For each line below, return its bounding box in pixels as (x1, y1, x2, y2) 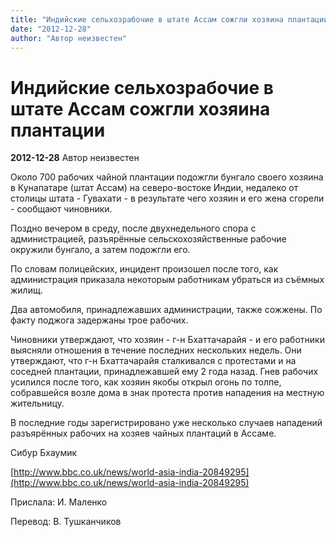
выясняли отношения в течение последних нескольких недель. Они (10, 344, 302, 356)
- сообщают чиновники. (10, 203, 113, 215)
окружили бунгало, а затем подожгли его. (10, 244, 191, 256)
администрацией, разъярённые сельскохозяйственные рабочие (10, 233, 287, 245)
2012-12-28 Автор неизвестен (10, 152, 140, 164)
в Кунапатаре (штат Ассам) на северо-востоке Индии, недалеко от (10, 182, 299, 194)
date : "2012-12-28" (10, 24, 92, 34)
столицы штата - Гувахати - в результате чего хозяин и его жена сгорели (10, 192, 325, 205)
